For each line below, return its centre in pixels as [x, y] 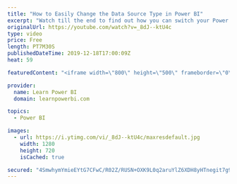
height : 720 [37, 150]
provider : [22, 86]
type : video [25, 34]
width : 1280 [37, 144]
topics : [19, 111]
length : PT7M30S [31, 47]
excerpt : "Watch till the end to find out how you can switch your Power [118, 21]
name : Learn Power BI [45, 92]
